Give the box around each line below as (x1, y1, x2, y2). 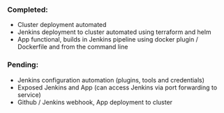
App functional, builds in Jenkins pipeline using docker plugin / (17, 35, 199, 44)
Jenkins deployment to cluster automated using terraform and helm (17, 28, 211, 36)
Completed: (7, 5, 48, 15)
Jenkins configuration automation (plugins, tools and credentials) (17, 76, 204, 84)
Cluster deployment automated (17, 21, 107, 29)
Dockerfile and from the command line (17, 43, 128, 51)
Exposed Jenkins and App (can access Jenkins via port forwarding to (17, 83, 218, 92)
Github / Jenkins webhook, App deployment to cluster (17, 98, 173, 106)
